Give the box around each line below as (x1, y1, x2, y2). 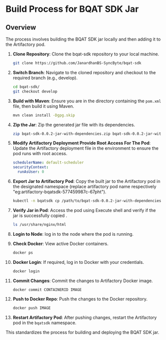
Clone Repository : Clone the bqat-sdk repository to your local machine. (12, 51, 160, 57)
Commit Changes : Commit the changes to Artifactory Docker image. (12, 278, 153, 284)
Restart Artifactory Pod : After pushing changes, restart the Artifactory (12, 315, 157, 321)
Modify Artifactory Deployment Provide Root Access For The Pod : (12, 140, 151, 146)
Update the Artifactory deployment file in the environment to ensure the (12, 145, 159, 151)
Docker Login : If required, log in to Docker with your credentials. (12, 259, 144, 265)
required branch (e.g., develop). (12, 75, 78, 81)
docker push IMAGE (12, 305, 51, 311)
